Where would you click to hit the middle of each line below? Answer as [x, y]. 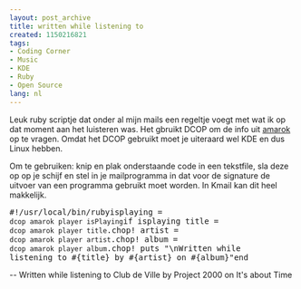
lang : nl [26, 93]
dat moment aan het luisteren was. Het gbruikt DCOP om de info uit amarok [150, 129]
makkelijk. [28, 195]
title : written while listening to [77, 26]
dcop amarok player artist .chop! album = [94, 239]
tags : [19, 43]
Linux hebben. [36, 148]
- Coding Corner [40, 52]
